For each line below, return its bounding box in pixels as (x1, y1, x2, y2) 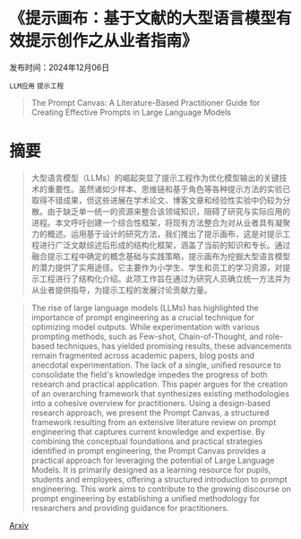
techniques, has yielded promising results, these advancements (56, 340, 293, 351)
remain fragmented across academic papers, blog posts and (30, 350, 255, 361)
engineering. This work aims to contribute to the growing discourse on (30, 483, 291, 494)
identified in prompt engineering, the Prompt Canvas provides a (30, 445, 266, 456)
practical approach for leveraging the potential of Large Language (30, 455, 275, 465)
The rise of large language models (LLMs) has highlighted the (30, 302, 259, 313)
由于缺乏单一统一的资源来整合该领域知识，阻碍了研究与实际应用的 (47, 205, 291, 216)
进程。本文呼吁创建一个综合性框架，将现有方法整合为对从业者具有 (30, 217, 275, 228)
